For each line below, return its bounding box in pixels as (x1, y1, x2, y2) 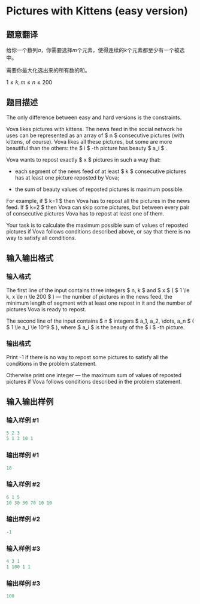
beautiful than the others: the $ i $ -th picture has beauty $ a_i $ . (6, 144, 168, 151)
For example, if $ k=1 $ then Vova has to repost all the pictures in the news (6, 197, 190, 204)
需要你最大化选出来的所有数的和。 (6, 67, 90, 74)
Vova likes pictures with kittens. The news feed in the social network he (6, 125, 183, 132)
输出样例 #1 (6, 451, 39, 459)
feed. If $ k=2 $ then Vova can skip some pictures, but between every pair (6, 204, 190, 211)
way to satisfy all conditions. (6, 234, 77, 241)
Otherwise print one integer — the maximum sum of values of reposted (6, 371, 181, 378)
